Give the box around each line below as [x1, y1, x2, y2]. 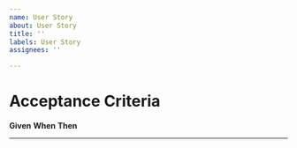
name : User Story [9, 12, 73, 22]
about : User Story [9, 21, 77, 30]
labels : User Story [9, 37, 81, 47]
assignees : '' [9, 46, 62, 55]
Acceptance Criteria [9, 92, 161, 111]
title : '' [9, 29, 46, 38]
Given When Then [9, 121, 78, 131]
